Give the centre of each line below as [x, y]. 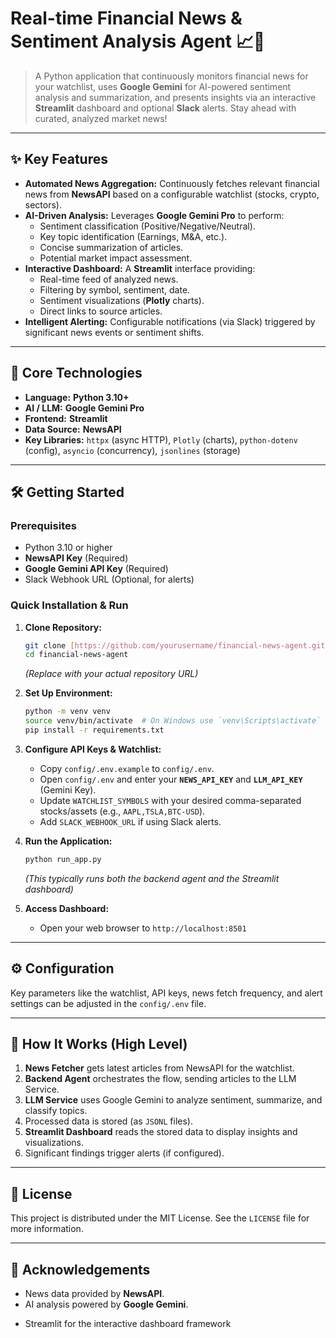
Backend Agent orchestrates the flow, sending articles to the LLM [160, 1079]
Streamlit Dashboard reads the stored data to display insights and [161, 1132]
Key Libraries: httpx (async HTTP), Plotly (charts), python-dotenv [161, 439]
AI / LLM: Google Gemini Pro [84, 408]
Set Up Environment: [68, 693]
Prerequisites [43, 525]
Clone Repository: [63, 627]
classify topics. [56, 1111]
